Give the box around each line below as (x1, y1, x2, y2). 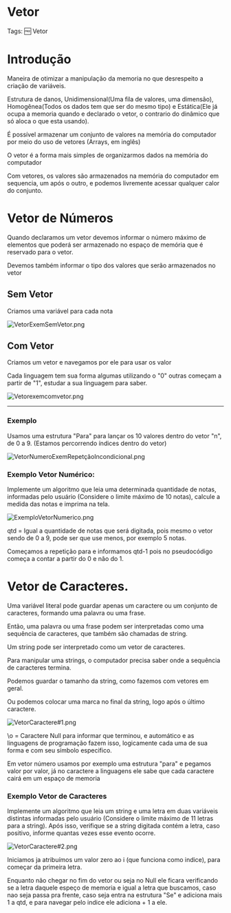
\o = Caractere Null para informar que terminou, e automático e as (7, 731, 195, 739)
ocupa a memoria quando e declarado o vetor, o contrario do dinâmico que (7, 110, 220, 118)
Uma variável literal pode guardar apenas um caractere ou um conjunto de (7, 601, 218, 610)
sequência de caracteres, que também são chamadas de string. (7, 629, 188, 637)
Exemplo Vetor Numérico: (7, 469, 95, 479)
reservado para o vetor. (7, 247, 74, 256)
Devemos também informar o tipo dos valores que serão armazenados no (7, 261, 216, 269)
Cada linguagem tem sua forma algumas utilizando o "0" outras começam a (7, 371, 222, 380)
